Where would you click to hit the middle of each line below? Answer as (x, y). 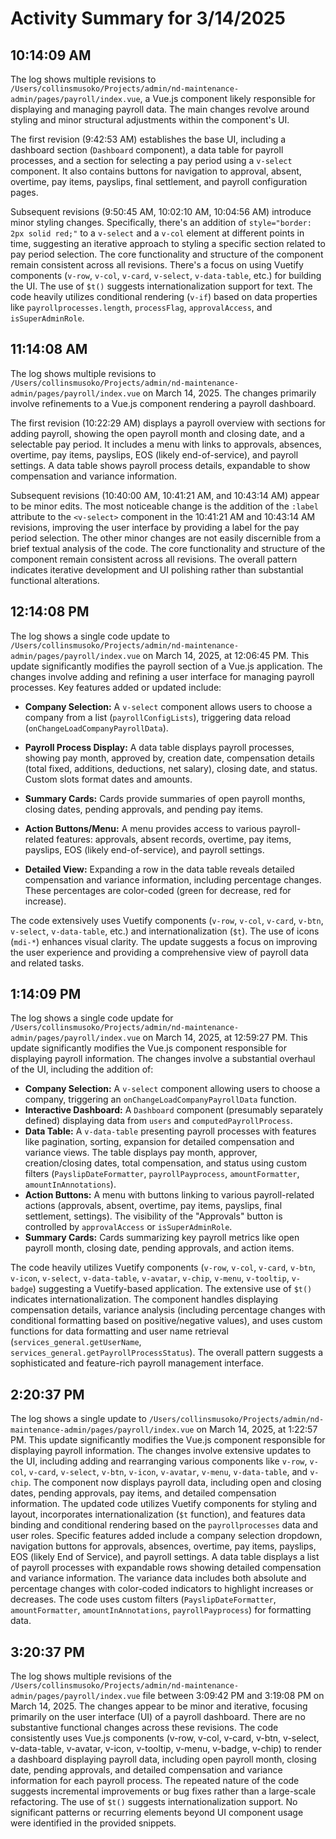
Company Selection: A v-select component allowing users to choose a (172, 1089)
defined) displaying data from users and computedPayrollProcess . (158, 1121)
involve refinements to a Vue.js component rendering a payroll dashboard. (163, 403)
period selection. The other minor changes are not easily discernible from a (165, 538)
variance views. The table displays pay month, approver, (141, 1153)
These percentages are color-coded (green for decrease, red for (158, 890)
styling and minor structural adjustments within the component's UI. (150, 120)
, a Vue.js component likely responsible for (227, 98)
